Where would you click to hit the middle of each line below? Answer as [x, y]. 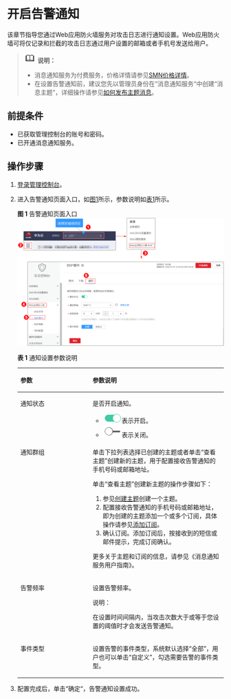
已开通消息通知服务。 [47, 143]
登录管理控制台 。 [41, 184]
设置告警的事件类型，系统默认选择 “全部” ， [153, 649]
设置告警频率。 [114, 587]
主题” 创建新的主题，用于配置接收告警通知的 [154, 460]
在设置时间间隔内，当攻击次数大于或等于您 [153, 617]
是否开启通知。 [114, 403]
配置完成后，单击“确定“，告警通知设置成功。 [80, 688]
